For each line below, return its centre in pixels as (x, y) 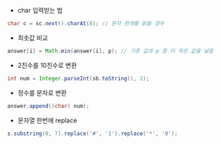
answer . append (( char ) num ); (49, 106)
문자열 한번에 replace (47, 120)
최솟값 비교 (33, 38)
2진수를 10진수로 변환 (47, 65)
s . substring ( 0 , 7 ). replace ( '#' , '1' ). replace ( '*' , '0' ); (93, 134)
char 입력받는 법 (40, 10)
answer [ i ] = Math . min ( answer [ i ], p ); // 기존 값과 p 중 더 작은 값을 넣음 (110, 51)
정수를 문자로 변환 (42, 92)
